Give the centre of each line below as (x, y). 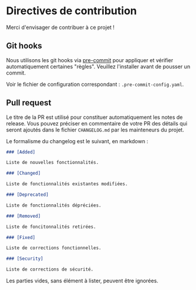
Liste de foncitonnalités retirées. (51, 227)
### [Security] (25, 259)
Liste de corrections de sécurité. (50, 270)
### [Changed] (24, 173)
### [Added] (21, 152)
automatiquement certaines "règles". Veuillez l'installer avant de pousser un (98, 66)
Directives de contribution (71, 11)
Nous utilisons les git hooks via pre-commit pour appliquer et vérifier (90, 60)
